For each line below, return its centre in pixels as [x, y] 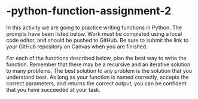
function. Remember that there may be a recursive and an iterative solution [98, 64]
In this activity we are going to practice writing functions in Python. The [94, 27]
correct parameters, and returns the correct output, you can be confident [96, 83]
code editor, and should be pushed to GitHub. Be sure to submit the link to [98, 40]
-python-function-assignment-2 [89, 11]
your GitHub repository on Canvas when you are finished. [77, 47]
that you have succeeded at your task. [53, 89]
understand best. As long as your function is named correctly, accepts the [98, 77]
